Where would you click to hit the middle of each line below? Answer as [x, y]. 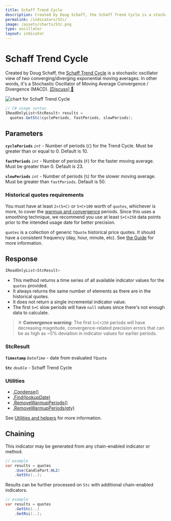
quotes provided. [30, 286]
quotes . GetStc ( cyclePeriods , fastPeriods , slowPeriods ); [72, 118]
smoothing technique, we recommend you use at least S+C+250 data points [83, 217]
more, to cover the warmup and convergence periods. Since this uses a [80, 211]
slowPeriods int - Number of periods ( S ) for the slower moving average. [81, 177]
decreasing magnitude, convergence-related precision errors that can [91, 328]
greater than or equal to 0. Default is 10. [47, 151]
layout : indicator [25, 34]
